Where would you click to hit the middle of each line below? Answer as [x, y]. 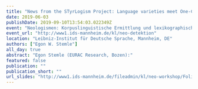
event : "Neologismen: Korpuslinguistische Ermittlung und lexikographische [101, 28]
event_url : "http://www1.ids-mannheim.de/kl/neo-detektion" [82, 33]
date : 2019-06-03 [27, 17]
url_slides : [21, 77]
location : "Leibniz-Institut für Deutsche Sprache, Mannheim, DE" [89, 39]
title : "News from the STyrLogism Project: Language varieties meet [92, 11]
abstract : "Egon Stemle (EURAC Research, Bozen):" [70, 55]
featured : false [26, 60]
